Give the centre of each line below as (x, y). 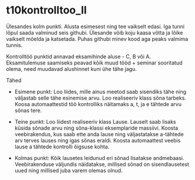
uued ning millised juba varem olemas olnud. (68, 170)
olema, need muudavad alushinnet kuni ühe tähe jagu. (71, 69)
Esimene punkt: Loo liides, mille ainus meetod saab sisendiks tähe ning (100, 91)
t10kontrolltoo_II (46, 10)
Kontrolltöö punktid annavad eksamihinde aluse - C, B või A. (79, 56)
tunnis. (14, 45)
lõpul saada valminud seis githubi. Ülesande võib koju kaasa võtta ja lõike (95, 32)
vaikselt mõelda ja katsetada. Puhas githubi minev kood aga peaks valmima (97, 39)
